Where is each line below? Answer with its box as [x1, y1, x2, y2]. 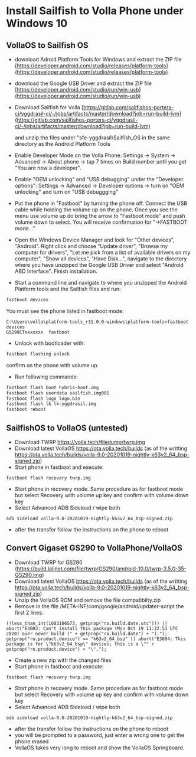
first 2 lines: [14, 609, 44, 616]
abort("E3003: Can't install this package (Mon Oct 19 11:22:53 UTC [6, 625, 178, 631]
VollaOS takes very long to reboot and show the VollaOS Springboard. [14, 744, 185, 751]
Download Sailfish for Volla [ [14, 104, 84, 110]
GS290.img [14, 571, 43, 578]
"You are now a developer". [14, 164, 81, 171]
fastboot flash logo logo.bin [6, 396, 81, 402]
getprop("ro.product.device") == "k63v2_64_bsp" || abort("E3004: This [6, 636, 186, 642]
